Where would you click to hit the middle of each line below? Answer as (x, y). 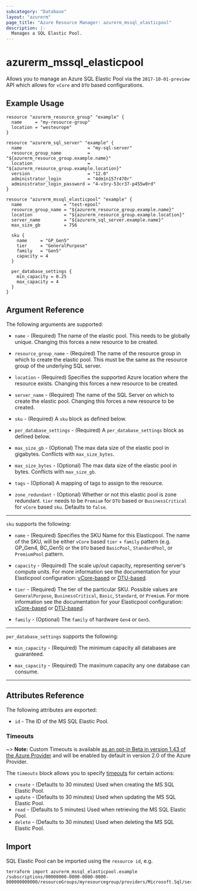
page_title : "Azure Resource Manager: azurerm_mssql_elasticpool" (89, 22)
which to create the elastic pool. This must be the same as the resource (101, 359)
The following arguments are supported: (55, 324)
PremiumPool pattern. (39, 554)
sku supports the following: (39, 523)
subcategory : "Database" (36, 11)
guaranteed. (29, 654)
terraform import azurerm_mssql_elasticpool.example (72, 872)
